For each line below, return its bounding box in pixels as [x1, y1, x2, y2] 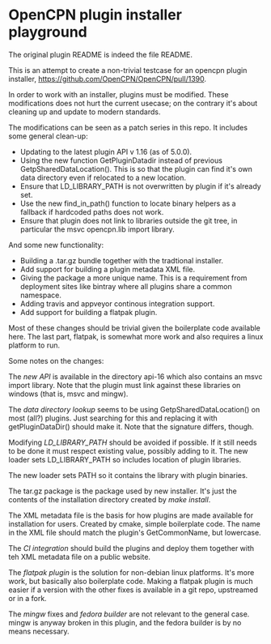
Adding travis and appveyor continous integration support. [19, 298, 215, 309]
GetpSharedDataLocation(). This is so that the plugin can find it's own [19, 164, 253, 173]
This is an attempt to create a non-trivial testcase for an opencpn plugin [8, 65, 248, 75]
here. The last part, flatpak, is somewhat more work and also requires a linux [8, 331, 264, 341]
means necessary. [8, 626, 70, 636]
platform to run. [8, 340, 61, 350]
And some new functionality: [8, 240, 104, 249]
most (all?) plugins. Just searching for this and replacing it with [8, 413, 218, 423]
